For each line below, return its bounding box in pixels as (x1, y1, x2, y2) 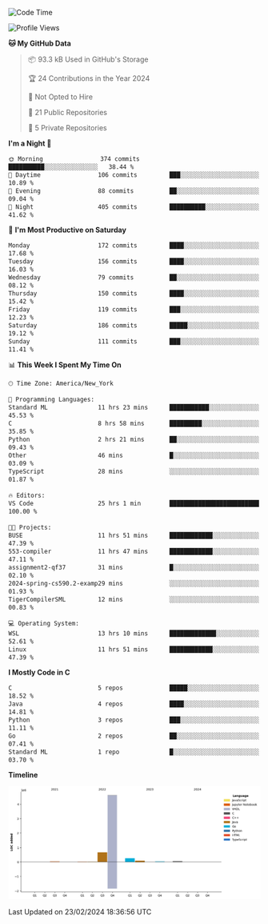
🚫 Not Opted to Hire (27, 92, 94, 102)
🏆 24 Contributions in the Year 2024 (27, 74, 150, 83)
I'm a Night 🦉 (8, 138, 52, 148)
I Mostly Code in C (8, 668, 70, 677)
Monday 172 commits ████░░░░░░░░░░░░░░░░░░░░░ (8, 242, 260, 250)
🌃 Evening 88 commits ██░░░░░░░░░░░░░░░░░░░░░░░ (8, 187, 260, 195)
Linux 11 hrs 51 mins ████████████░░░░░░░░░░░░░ (8, 646, 260, 654)
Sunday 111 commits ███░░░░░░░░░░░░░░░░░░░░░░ (8, 338, 260, 346)
